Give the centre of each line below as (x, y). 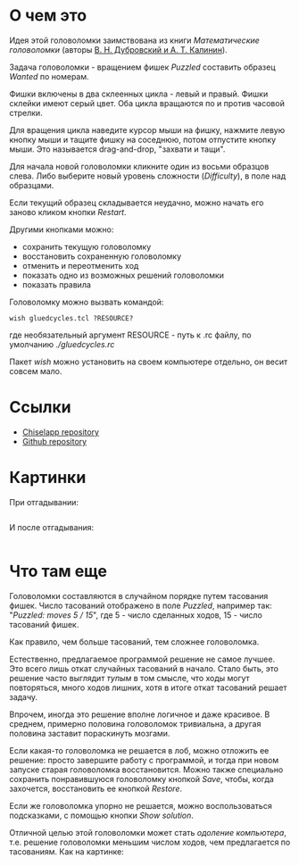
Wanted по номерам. (49, 76)
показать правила (57, 284)
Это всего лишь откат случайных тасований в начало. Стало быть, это (144, 668)
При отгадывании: (44, 502)
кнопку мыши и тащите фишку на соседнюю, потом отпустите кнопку (143, 139)
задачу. (24, 696)
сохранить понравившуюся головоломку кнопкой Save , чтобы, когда (141, 779)
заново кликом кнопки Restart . (68, 212)
